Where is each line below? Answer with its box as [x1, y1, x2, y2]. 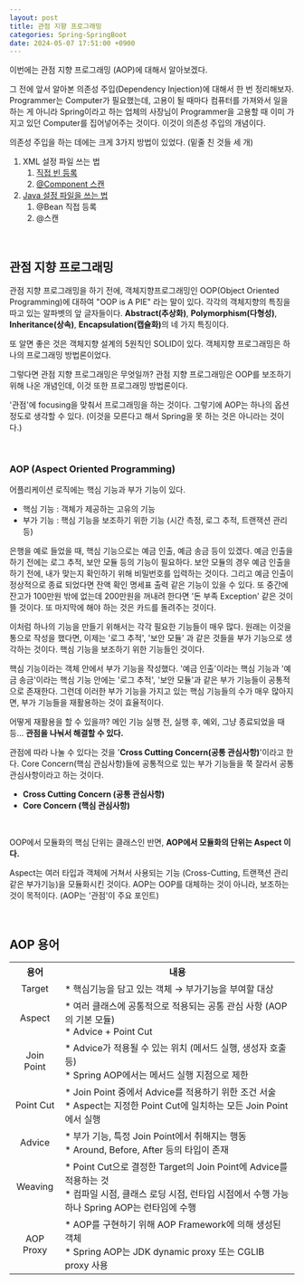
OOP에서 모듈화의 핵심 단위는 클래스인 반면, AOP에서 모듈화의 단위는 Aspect [9, 837, 282, 848]
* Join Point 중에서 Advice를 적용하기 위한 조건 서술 [64, 1086, 277, 1098]
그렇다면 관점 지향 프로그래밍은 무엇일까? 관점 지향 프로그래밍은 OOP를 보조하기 [9, 369, 291, 380]
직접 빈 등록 [35, 168, 78, 178]
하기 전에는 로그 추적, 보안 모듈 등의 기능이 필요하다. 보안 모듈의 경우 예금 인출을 [9, 557, 291, 568]
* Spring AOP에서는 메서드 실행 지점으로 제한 [64, 1069, 249, 1082]
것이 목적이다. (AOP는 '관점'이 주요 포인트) [9, 890, 160, 901]
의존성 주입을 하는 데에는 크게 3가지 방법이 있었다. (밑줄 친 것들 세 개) [9, 137, 253, 148]
